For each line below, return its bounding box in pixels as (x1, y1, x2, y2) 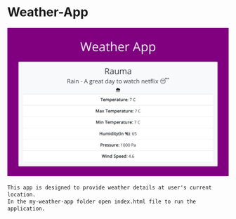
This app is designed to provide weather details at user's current (7, 184, 212, 192)
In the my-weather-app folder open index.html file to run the (7, 198, 197, 206)
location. (7, 191, 37, 199)
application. (7, 205, 46, 213)
